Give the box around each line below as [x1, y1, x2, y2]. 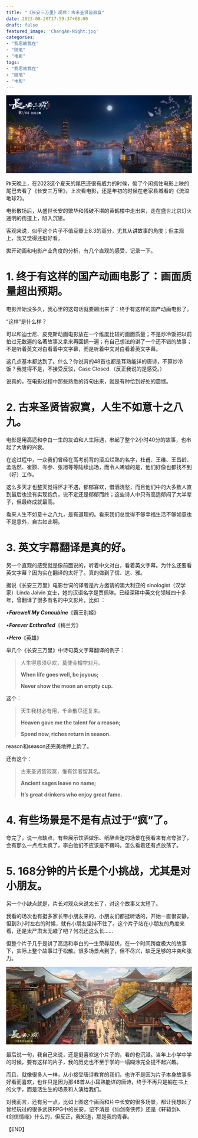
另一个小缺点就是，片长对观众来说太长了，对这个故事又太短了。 [6, 900, 161, 907]
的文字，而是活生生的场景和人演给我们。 [6, 1086, 104, 1093]
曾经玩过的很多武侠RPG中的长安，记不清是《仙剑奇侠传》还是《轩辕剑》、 [6, 1106, 184, 1113]
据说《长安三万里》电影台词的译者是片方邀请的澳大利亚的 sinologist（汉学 [6, 581, 186, 588]
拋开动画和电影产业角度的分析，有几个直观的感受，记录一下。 [6, 247, 156, 254]
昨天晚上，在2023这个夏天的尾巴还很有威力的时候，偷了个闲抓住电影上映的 [6, 180, 190, 187]
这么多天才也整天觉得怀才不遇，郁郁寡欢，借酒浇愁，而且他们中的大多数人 [6, 483, 187, 490]
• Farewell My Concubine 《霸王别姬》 [6, 609, 99, 616]
